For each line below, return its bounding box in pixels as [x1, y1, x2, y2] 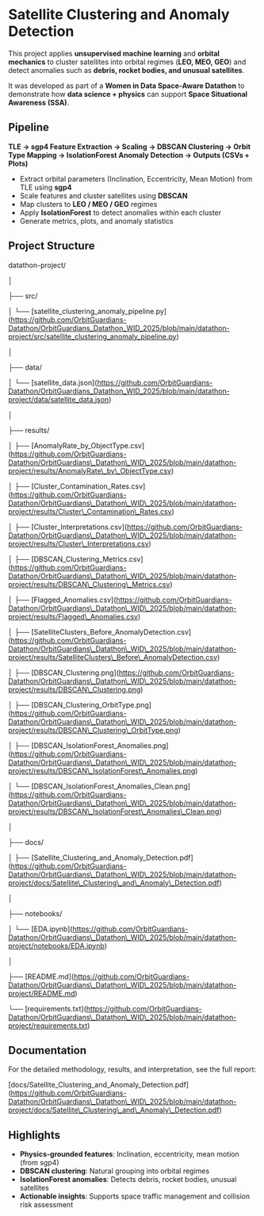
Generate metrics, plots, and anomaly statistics [19, 216, 174, 225]
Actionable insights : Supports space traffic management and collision [19, 1191, 251, 1201]
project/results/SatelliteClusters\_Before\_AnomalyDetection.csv [8, 652, 218, 662]
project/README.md [8, 988, 75, 998]
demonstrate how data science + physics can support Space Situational [8, 89, 248, 98]
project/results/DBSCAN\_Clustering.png [8, 685, 141, 694]
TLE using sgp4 [19, 182, 72, 192]
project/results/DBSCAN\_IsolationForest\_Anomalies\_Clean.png [8, 807, 220, 816]
